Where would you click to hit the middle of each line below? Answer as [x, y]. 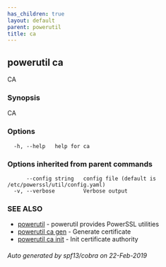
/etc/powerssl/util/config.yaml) [57, 185]
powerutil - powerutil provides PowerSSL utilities [88, 225]
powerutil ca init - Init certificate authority [78, 239]
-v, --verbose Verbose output [71, 191]
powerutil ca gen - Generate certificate [74, 232]
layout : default [31, 21]
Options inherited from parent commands [80, 164]
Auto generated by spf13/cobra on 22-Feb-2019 [77, 255]
